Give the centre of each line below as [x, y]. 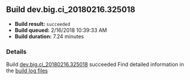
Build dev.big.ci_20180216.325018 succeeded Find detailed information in [95, 65]
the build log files [27, 71]
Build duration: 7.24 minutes [49, 36]
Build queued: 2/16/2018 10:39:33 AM [61, 30]
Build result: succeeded [42, 24]
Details [16, 51]
